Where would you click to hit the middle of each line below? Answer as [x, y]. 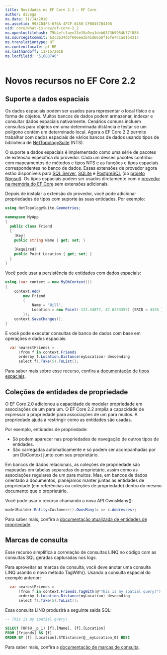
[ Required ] [25, 249]
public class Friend [31, 226]
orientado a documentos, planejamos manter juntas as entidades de [75, 480]
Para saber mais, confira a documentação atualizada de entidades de [76, 519]
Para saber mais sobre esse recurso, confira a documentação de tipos [77, 371]
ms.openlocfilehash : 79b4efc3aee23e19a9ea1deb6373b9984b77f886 [72, 33]
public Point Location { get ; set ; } [53, 254]
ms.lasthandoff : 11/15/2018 [34, 51]
